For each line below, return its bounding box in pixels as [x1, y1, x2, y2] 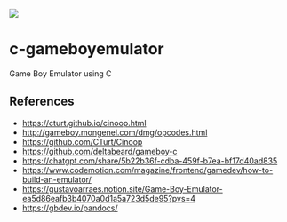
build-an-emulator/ [21, 174, 92, 185]
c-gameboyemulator [9, 39, 164, 59]
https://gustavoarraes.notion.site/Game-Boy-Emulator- [21, 183, 224, 194]
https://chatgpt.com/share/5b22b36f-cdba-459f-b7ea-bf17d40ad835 [21, 155, 278, 166]
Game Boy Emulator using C [9, 67, 113, 79]
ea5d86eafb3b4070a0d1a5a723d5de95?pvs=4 [21, 193, 196, 203]
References [9, 94, 75, 109]
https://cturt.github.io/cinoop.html [21, 117, 147, 128]
